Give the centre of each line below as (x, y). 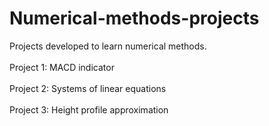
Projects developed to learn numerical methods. (108, 46)
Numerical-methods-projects (134, 18)
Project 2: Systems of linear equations (88, 88)
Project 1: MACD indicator (62, 67)
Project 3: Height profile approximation (89, 109)
